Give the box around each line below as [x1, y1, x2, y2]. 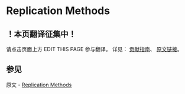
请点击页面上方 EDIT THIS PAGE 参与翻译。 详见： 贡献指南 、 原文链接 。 [6, 46, 183, 52]
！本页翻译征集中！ [6, 29, 76, 39]
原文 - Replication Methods [6, 81, 72, 88]
